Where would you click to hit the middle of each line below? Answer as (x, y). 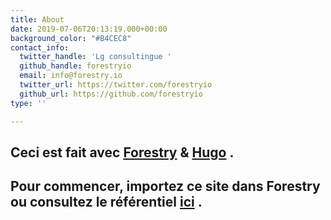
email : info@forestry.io (71, 76)
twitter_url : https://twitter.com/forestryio (116, 85)
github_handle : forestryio (75, 66)
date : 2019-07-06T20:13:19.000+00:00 (89, 29)
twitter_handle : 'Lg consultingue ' (95, 57)
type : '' (28, 103)
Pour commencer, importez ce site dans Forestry (165, 186)
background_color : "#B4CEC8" (71, 38)
